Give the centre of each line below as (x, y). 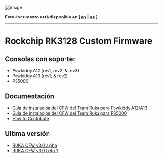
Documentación (30, 97)
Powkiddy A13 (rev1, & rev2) (40, 76)
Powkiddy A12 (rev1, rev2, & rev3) (46, 71)
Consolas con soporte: (40, 59)
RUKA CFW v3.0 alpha (34, 145)
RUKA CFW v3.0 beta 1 (35, 150)
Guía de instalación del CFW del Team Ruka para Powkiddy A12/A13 (80, 108)
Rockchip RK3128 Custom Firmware (79, 41)
